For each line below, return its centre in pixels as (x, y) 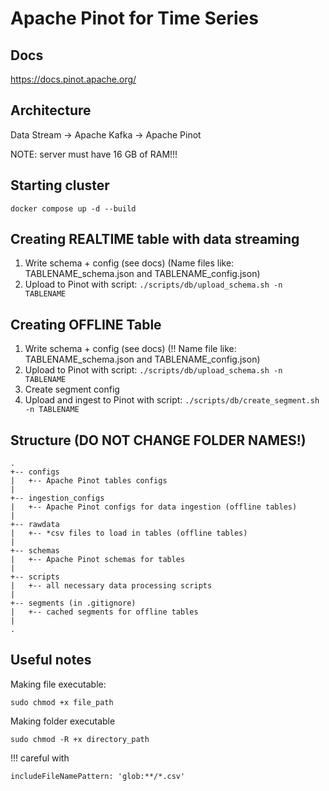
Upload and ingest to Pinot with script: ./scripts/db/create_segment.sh (172, 400)
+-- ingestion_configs (57, 498)
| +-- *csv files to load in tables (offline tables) (129, 533)
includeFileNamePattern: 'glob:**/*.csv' (98, 776)
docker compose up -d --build (73, 208)
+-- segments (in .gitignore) (73, 603)
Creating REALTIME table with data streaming (155, 239)
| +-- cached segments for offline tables (104, 612)
